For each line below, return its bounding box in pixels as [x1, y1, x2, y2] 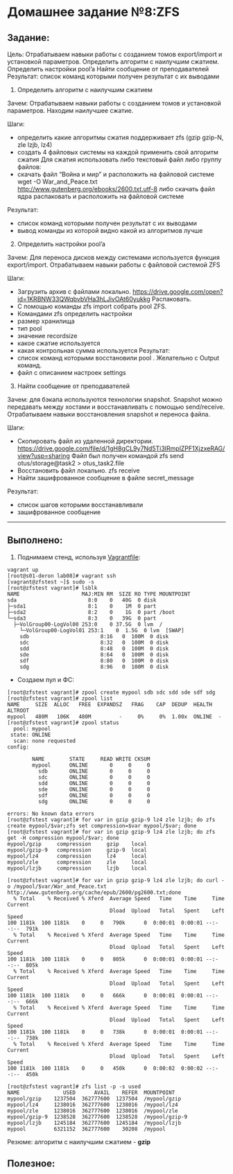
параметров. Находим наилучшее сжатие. [7, 107, 134, 114]
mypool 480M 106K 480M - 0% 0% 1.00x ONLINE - [7, 713, 222, 720]
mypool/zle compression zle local [7, 859, 148, 866]
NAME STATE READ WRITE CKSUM [32, 755, 150, 762]
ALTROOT [7, 707, 30, 714]
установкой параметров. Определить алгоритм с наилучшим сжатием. [7, 58, 220, 66]
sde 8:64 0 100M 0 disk [19, 651, 169, 658]
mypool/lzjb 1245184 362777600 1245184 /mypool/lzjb [7, 1119, 182, 1126]
